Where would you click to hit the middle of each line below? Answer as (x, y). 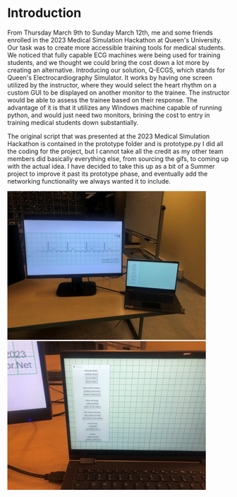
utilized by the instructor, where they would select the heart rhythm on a (112, 85)
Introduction (44, 13)
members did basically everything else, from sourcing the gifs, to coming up (118, 158)
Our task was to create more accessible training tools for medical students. (116, 47)
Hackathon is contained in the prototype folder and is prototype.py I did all (115, 143)
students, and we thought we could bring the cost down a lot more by (108, 62)
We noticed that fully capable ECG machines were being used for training (114, 55)
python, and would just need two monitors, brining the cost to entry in (109, 115)
